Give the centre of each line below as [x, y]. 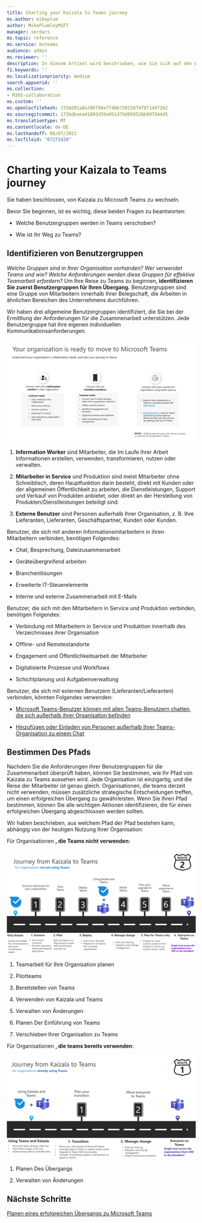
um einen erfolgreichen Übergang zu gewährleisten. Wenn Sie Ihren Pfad [97, 799]
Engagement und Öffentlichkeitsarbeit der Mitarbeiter [81, 655]
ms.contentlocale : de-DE [38, 127]
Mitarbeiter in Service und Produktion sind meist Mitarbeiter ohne [97, 476]
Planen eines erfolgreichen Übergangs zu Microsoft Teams [79, 1213]
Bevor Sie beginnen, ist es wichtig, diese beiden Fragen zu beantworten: [97, 211]
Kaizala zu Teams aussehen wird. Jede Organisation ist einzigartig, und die [100, 779]
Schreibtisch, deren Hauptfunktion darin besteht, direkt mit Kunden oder [105, 483]
